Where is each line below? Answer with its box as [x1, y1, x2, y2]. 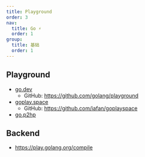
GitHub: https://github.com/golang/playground [23, 92, 139, 99]
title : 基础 [11, 42, 40, 48]
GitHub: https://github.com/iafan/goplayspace [23, 104, 138, 112]
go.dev [14, 85, 33, 93]
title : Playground [6, 8, 52, 15]
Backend [6, 128, 40, 138]
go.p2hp [14, 111, 36, 118]
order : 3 [6, 14, 28, 20]
